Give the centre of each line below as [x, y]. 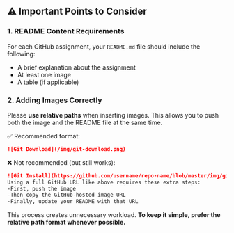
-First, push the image [42, 188]
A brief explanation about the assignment [76, 67]
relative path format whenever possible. [67, 223]
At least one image [44, 74]
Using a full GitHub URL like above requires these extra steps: [104, 182]
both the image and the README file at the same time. [85, 122]
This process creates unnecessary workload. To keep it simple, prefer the [114, 215]
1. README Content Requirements [66, 31]
